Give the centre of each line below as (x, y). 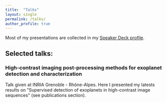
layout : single (21, 14)
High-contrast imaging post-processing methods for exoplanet (83, 68)
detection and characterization (44, 74)
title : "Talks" (22, 10)
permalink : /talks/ (26, 19)
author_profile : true (28, 24)
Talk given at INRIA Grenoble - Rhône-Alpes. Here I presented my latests (80, 85)
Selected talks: (29, 53)
